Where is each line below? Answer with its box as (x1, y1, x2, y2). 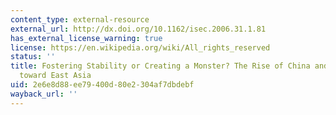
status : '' (10, 52, 56, 62)
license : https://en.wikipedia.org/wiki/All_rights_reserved (10, 42, 271, 53)
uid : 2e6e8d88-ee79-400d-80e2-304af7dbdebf (10, 80, 195, 90)
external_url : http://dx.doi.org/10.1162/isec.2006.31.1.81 (10, 24, 267, 34)
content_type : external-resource (10, 14, 150, 25)
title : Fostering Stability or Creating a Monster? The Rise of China (10, 61, 311, 71)
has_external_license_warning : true (10, 33, 163, 43)
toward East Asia (19, 71, 92, 81)
